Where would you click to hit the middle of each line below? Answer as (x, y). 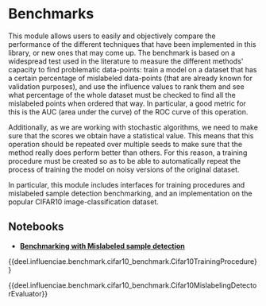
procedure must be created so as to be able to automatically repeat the (124, 161)
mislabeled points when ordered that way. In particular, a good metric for (127, 103)
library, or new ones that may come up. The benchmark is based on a (122, 52)
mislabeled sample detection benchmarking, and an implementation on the (130, 193)
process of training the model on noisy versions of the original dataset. (124, 169)
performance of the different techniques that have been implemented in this (132, 44)
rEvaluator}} (28, 293)
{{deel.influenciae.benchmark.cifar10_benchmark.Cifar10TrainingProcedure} (133, 261)
